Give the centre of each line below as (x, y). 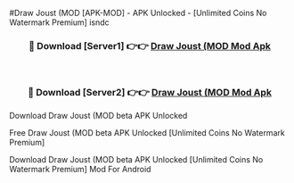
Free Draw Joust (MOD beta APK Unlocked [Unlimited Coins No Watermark (147, 132)
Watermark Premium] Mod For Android (80, 169)
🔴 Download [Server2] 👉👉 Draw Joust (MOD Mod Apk (150, 93)
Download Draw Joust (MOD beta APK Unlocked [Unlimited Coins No (136, 159)
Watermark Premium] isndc (59, 22)
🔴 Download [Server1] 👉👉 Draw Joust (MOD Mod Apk (150, 46)
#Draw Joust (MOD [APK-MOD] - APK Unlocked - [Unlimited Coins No (138, 13)
